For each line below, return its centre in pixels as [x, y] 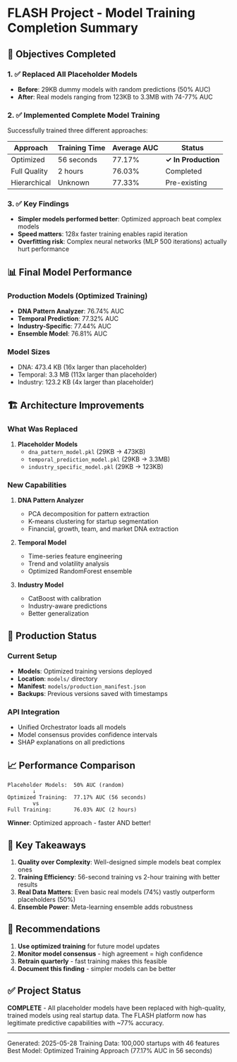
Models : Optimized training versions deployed [85, 671]
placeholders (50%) [47, 900]
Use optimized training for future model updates [89, 946]
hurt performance [43, 249]
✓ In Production [193, 160]
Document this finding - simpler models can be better [97, 968]
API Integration [34, 712]
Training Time [81, 148]
